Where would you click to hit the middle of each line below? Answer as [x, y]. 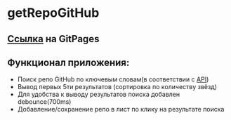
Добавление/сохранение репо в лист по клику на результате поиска [121, 109]
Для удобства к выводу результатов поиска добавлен [99, 94]
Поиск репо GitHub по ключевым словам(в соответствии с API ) [113, 79]
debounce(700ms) [44, 102]
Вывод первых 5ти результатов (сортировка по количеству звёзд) [117, 87]
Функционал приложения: [68, 62]
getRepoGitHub [53, 13]
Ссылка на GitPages [53, 39]
